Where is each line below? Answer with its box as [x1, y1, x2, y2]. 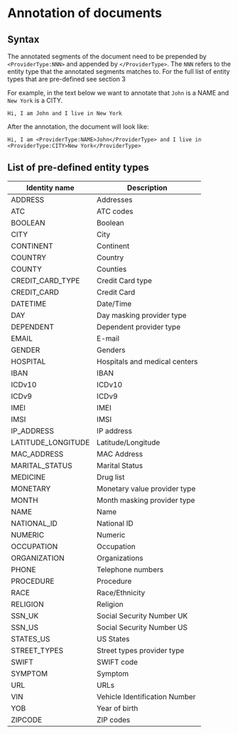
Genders [97, 345, 126, 355]
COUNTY [11, 264, 43, 274]
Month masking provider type [97, 495, 195, 505]
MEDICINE [11, 472, 46, 482]
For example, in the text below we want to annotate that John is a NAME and [7, 89, 229, 97]
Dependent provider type [97, 321, 181, 331]
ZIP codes [97, 715, 131, 725]
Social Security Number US [97, 622, 188, 632]
